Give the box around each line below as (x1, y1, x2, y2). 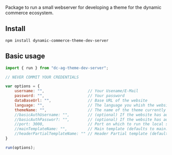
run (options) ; (5, 145, 36, 150)
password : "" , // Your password (14, 93, 125, 98)
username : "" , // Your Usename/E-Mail (14, 89, 139, 94)
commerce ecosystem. (5, 10, 54, 16)
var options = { (5, 84, 40, 89)
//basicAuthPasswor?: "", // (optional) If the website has (14, 117, 161, 122)
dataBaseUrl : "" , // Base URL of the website (14, 98, 147, 103)
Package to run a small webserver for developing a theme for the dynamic (5, 5, 162, 10)
